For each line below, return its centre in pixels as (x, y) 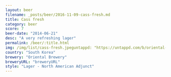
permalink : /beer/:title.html (37, 43)
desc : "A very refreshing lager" (41, 38)
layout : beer (19, 10)
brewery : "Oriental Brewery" (36, 57)
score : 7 (15, 29)
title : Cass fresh (25, 19)
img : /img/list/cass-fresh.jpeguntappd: (49, 48)
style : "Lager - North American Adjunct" (50, 66)
